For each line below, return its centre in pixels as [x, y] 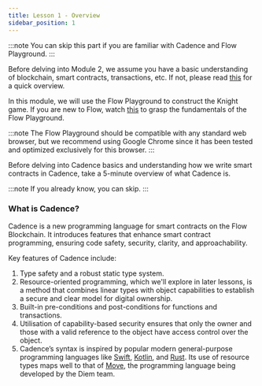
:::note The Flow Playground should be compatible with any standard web [127, 133]
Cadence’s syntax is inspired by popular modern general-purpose [126, 348]
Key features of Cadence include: [62, 258]
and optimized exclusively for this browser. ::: [81, 150]
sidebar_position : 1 [42, 23]
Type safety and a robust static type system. [92, 273]
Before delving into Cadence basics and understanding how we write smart [130, 165]
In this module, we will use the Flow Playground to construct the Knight [123, 101]
